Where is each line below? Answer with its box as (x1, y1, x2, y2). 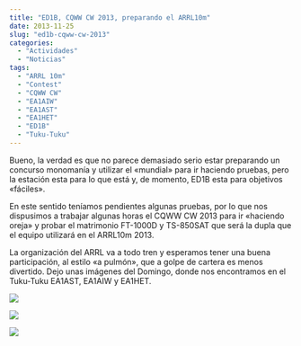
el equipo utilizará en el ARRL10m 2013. (9, 229, 155, 240)
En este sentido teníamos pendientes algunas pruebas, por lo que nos (9, 200, 268, 211)
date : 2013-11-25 (9, 22, 75, 31)
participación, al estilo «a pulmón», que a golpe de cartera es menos (9, 256, 263, 267)
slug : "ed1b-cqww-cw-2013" (9, 30, 111, 39)
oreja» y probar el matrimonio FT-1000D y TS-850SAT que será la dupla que (9, 219, 292, 230)
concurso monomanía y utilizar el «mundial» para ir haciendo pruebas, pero (9, 164, 289, 175)
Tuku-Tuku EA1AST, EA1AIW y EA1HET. (9, 275, 152, 286)
